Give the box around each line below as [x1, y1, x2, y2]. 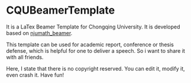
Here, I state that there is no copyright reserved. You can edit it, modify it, [6, 65, 185, 72]
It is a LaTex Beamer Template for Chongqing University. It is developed [6, 23, 180, 30]
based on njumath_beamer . [6, 29, 73, 36]
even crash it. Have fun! [6, 71, 64, 78]
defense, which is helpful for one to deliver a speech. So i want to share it [6, 47, 185, 54]
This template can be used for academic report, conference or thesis [6, 41, 174, 48]
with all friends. [6, 53, 44, 60]
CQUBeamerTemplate [6, 4, 115, 17]
